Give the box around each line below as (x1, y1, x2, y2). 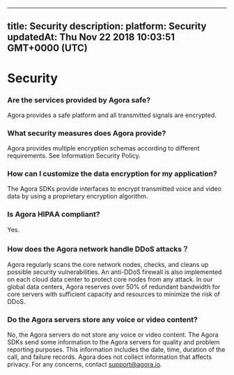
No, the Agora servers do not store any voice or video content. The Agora (7, 330, 219, 339)
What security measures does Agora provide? (7, 128, 166, 138)
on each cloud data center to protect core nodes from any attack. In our (7, 275, 213, 284)
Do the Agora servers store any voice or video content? (7, 314, 198, 324)
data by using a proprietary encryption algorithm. (7, 192, 148, 201)
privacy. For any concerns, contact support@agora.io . (7, 360, 162, 369)
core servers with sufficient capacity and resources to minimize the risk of (7, 290, 221, 298)
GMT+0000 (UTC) (7, 43, 88, 54)
